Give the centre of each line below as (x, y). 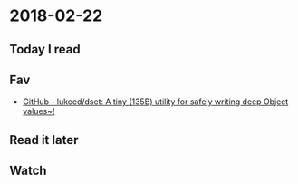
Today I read (45, 49)
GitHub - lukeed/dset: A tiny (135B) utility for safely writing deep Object (155, 102)
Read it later (44, 140)
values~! (38, 111)
